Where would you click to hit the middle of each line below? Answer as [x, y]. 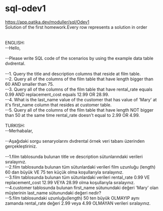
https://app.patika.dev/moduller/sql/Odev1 [47, 22]
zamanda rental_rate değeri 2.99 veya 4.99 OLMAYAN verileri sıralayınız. [78, 203]
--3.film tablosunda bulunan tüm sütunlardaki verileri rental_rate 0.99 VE [77, 177]
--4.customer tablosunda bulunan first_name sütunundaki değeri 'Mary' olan [82, 188]
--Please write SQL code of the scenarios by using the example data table [79, 58]
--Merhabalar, [19, 131]
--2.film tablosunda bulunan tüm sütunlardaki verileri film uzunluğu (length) [80, 167]
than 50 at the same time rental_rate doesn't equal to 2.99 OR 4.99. [72, 115]
